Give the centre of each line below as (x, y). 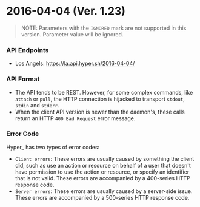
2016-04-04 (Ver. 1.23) (66, 11)
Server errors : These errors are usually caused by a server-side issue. (104, 191)
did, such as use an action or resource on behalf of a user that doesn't (103, 165)
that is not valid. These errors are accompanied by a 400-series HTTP (103, 178)
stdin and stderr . (37, 105)
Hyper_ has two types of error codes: (53, 147)
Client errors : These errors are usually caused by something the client (105, 158)
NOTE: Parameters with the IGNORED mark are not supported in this (104, 28)
